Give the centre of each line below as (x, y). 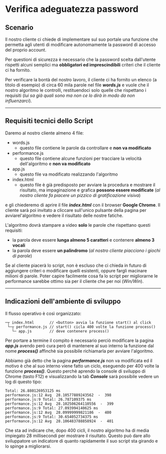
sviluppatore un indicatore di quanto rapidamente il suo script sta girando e (82, 441)
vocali (19, 245)
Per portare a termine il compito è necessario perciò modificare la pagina (80, 340)
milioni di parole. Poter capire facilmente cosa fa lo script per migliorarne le (82, 276)
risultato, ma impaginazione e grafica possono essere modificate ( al (90, 190)
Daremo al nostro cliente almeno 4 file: (44, 133)
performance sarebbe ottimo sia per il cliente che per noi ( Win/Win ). (75, 281)
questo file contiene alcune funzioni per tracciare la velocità (81, 158)
